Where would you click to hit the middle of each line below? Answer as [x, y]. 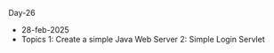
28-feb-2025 [45, 30]
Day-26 [22, 13]
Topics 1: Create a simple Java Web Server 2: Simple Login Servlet [143, 39]
